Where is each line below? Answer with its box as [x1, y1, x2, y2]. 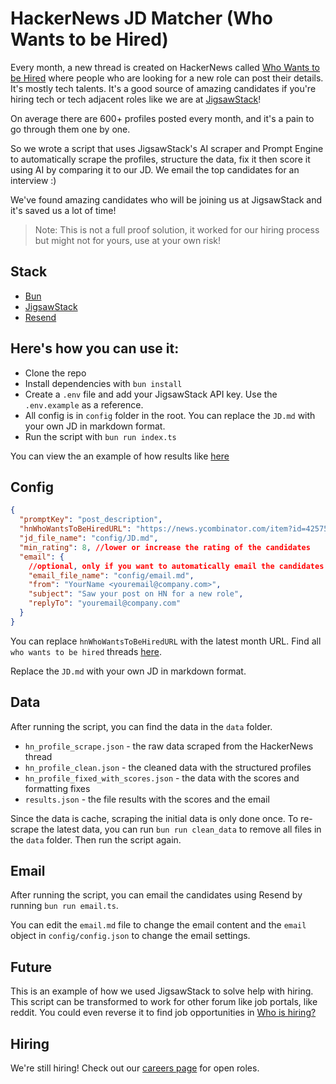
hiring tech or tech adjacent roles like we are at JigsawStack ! [10, 93, 262, 105]
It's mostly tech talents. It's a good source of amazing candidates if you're [10, 82, 317, 94]
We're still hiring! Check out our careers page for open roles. [10, 1062, 260, 1074]
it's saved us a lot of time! [10, 204, 117, 216]
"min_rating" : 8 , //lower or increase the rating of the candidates [19, 542, 311, 552]
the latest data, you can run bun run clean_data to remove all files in [41, 823, 322, 835]
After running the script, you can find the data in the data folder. [10, 720, 273, 732]
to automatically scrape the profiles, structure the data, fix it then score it [10, 153, 311, 165]
